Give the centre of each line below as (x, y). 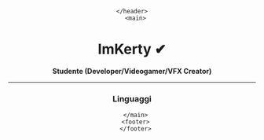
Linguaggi (132, 98)
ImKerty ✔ (132, 49)
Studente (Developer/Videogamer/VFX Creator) (132, 71)
